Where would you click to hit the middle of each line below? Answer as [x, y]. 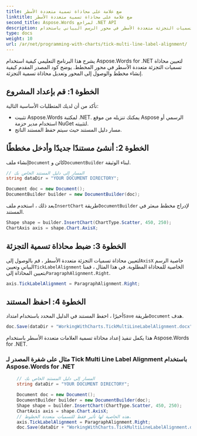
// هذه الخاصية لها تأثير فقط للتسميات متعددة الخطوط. [74, 417]
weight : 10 [19, 39]
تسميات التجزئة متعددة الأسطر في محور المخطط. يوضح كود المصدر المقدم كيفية [94, 67]
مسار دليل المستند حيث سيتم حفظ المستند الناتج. [68, 130]
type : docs [19, 33]
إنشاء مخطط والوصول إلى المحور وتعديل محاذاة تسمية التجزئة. [74, 73]
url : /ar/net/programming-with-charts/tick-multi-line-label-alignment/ [97, 45]
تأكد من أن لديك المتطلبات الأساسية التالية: [52, 105]
